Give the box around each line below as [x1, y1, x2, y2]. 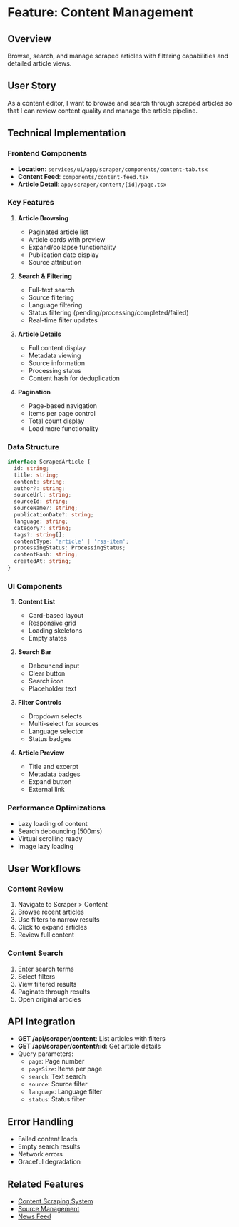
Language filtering [28, 300, 83, 309]
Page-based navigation [28, 401, 98, 410]
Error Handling [7, 1116, 73, 1128]
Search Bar [17, 648, 52, 656]
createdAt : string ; [14, 558, 72, 565]
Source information [28, 358, 86, 367]
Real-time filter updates [28, 315, 98, 325]
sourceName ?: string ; [14, 504, 78, 512]
